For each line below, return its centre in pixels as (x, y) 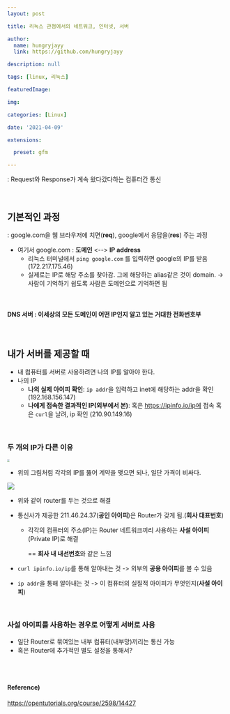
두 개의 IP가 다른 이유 (40, 447)
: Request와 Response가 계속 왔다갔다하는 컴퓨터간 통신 (84, 179)
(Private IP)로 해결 (53, 538)
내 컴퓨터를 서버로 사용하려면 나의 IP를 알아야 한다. (86, 372)
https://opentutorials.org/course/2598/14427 (72, 703)
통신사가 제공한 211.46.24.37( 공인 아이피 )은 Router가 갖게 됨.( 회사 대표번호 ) (121, 515)
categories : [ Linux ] (37, 115)
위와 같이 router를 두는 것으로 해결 (64, 500)
